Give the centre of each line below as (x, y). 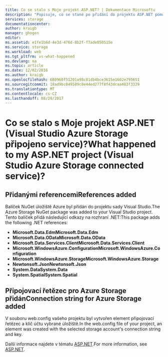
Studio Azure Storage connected (74, 165)
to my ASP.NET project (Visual (69, 155)
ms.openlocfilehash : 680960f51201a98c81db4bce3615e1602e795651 (72, 80)
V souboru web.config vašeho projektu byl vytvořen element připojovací (79, 318)
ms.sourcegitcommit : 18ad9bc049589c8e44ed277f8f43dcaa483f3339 (72, 84)
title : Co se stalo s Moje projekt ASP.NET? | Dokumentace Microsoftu (80, 10)
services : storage (24, 19)
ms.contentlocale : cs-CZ (31, 94)
